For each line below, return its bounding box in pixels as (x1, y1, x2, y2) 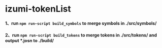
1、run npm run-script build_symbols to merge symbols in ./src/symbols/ (5, 20, 157, 26)
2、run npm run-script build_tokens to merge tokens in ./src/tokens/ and (5, 32, 157, 38)
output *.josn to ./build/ (5, 38, 54, 44)
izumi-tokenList (5, 3, 71, 15)
